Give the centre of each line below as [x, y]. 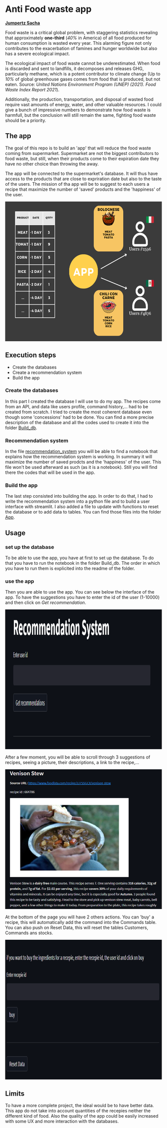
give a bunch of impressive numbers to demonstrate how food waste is [78, 110]
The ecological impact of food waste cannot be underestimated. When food [83, 63]
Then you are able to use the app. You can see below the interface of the [80, 592]
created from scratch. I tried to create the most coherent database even [79, 412]
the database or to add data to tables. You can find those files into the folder [83, 512]
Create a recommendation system [47, 372]
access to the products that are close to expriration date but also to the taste [83, 179]
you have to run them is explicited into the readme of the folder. [70, 568]
